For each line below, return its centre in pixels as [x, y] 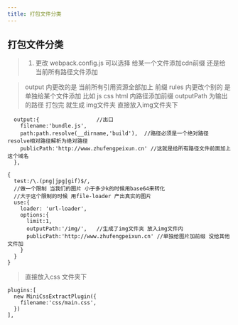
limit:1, [39, 222]
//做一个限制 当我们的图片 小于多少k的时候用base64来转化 [90, 189]
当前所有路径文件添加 [66, 72]
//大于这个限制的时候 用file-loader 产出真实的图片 [82, 197]
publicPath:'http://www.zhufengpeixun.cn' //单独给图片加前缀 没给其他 [128, 237]
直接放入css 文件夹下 [56, 277]
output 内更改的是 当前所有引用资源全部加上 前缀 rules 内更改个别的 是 [128, 87]
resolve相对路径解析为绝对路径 [48, 141]
